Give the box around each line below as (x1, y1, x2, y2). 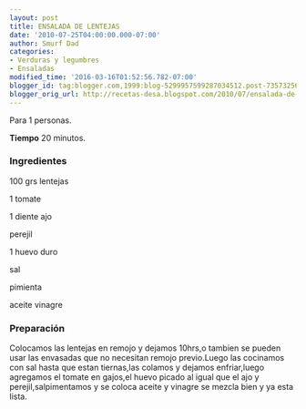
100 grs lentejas (9, 175, 69, 187)
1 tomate (9, 193, 42, 204)
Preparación (9, 322, 66, 334)
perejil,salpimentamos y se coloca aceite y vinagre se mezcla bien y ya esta (9, 382, 294, 393)
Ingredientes (9, 155, 67, 168)
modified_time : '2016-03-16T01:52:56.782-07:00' (9, 73, 198, 82)
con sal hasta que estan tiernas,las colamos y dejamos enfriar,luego (9, 362, 265, 373)
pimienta (9, 281, 43, 292)
